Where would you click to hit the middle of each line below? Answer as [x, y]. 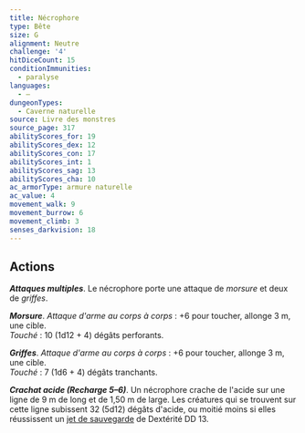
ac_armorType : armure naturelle [71, 188]
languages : [30, 86]
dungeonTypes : [37, 103]
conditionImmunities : [51, 69]
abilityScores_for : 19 [53, 137]
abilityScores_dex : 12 [53, 145]
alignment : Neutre [44, 43]
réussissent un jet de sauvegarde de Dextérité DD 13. [109, 419]
